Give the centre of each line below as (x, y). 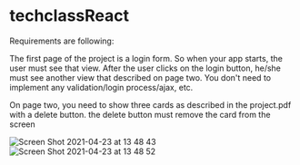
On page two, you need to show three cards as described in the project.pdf (150, 104)
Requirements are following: (62, 41)
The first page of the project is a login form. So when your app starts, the (146, 58)
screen (23, 124)
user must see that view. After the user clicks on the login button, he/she (145, 68)
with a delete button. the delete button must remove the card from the (140, 114)
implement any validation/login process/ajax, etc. (101, 87)
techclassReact (70, 16)
